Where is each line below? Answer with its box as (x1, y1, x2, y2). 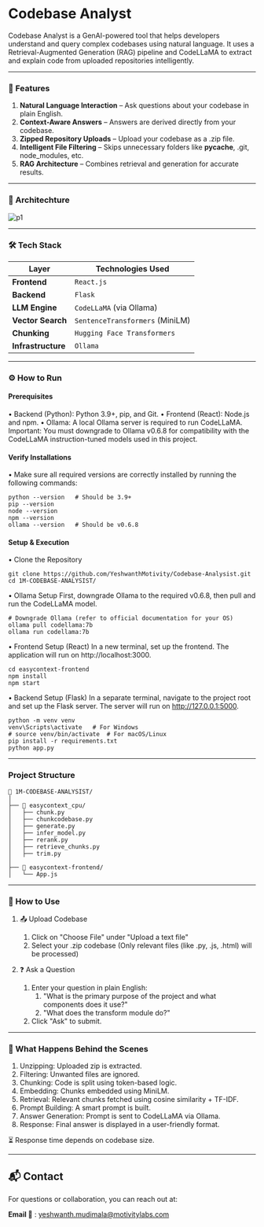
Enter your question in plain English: (31, 982, 148, 992)
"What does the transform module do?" (42, 1008, 170, 1017)
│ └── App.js (8, 870, 58, 878)
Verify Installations (8, 452, 72, 462)
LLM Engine (12, 302, 57, 313)
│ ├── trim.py (8, 849, 61, 857)
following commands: (8, 478, 78, 488)
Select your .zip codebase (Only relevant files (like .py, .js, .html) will (31, 941, 252, 950)
